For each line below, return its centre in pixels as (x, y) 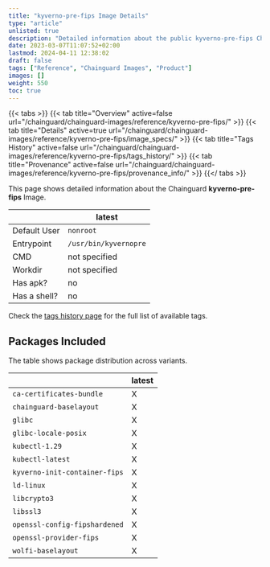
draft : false (30, 61)
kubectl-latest (41, 460)
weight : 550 (28, 83)
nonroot (82, 231)
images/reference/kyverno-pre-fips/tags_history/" (92, 156)
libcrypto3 (33, 499)
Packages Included (57, 341)
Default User (36, 231)
